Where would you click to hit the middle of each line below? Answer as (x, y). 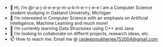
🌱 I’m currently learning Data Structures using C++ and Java (72, 28)
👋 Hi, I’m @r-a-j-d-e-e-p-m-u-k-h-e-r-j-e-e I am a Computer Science (81, 8)
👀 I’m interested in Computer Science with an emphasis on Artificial (79, 18)
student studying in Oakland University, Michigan (60, 13)
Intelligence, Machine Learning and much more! (59, 23)
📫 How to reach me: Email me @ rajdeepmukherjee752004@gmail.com (84, 39)
